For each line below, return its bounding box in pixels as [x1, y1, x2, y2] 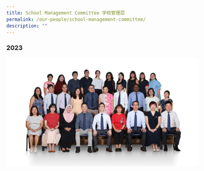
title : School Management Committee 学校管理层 [6, 10, 125, 16]
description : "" [6, 23, 48, 29]
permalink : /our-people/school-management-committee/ [6, 16, 147, 23]
